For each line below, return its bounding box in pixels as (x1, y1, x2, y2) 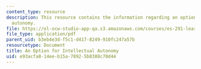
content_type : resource (6, 8, 66, 15)
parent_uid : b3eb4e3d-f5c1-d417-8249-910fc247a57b (6, 37, 135, 43)
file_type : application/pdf (6, 31, 77, 37)
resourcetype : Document (6, 43, 66, 49)
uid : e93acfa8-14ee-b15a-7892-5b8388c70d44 (6, 53, 117, 59)
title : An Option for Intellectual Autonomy (6, 48, 119, 54)
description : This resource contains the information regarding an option (6, 14, 197, 20)
